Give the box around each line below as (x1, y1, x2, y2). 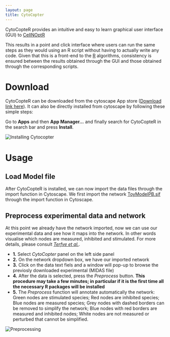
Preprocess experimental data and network (5, 211, 146, 220)
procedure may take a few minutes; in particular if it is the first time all (12, 278, 164, 284)
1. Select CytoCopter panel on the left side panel (12, 251, 115, 257)
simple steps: (5, 109, 34, 115)
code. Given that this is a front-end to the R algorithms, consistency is (5, 52, 152, 59)
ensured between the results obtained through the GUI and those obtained (5, 58, 162, 64)
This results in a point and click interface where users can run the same (5, 41, 155, 47)
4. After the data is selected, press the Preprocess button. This (12, 273, 145, 279)
